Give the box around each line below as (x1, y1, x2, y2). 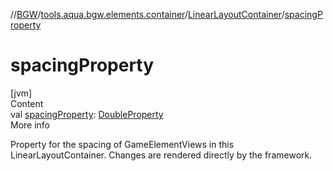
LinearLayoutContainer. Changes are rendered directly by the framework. (10, 149, 313, 161)
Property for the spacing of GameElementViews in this (10, 138, 235, 150)
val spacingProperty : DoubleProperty (10, 108, 164, 120)
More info (10, 119, 51, 131)
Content (10, 97, 44, 109)
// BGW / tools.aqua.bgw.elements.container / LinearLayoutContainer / (10, 9, 285, 20)
